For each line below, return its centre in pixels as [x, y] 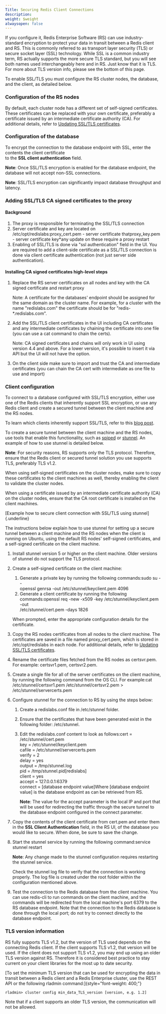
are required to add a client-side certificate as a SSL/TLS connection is [84, 250]
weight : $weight [22, 19]
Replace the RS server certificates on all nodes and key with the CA [81, 283]
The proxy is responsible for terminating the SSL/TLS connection [78, 223]
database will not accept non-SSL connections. [53, 173]
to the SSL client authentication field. [44, 158]
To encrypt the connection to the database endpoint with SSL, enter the [78, 147]
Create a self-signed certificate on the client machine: [67, 568]
